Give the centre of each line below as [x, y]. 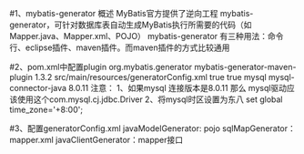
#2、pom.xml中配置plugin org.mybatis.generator [101, 67]
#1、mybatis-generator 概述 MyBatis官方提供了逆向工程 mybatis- [132, 13]
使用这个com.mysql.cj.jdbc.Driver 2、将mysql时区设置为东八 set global [150, 99]
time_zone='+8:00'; [46, 109]
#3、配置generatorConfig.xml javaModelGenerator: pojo [115, 128]
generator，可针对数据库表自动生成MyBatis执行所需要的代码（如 [131, 25]
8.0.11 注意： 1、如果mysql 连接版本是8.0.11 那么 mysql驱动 [177, 88]
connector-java [38, 88]
